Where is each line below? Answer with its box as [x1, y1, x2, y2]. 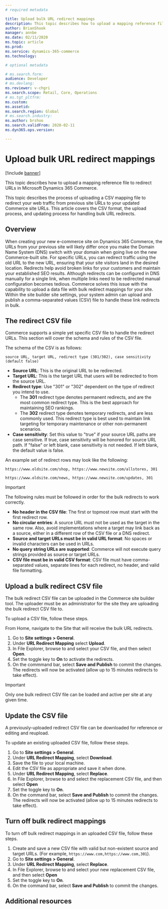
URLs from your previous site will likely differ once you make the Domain [5, 244, 154, 250]
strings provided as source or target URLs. [12, 551, 100, 558]
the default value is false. [12, 447, 64, 453]
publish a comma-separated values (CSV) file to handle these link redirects [5, 297, 160, 303]
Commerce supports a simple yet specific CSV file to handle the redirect [5, 330, 154, 336]
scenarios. [19, 426, 41, 432]
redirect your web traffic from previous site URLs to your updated [5, 200, 140, 206]
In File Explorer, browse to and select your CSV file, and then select [12, 646, 151, 652]
